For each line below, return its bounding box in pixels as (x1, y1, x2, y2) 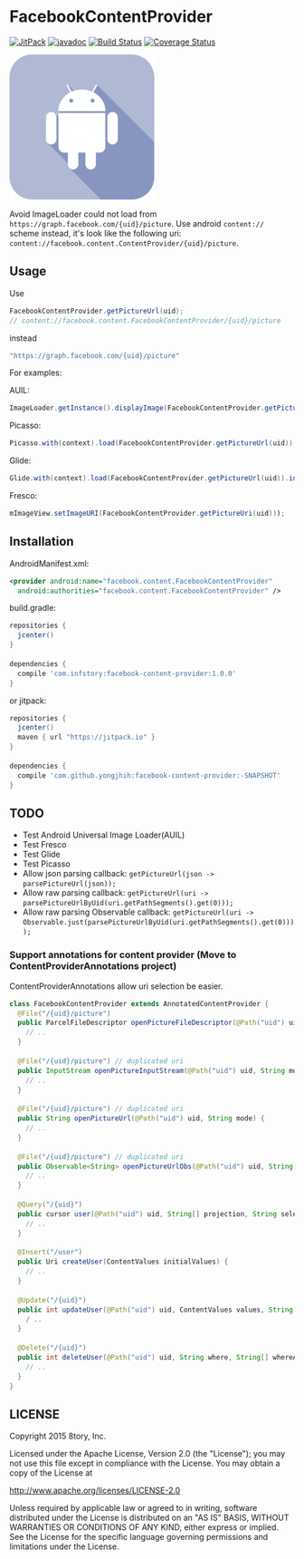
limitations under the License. (9, 1541, 119, 1552)
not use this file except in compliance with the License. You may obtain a (9, 1457, 280, 1469)
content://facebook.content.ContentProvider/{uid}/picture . (9, 237, 239, 248)
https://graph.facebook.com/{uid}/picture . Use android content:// (9, 218, 264, 228)
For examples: (9, 367, 62, 378)
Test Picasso (22, 858, 71, 869)
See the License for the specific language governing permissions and (9, 1532, 269, 1543)
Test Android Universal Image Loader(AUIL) (22, 829, 185, 840)
